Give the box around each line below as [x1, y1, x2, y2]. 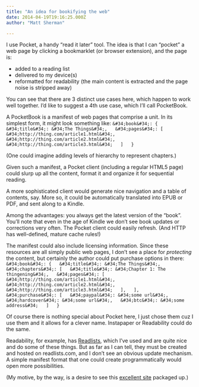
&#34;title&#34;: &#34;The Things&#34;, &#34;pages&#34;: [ [6, 126, 163, 132]
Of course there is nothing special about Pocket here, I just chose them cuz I [6, 313, 194, 321]
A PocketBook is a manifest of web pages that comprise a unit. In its [6, 113, 173, 120]
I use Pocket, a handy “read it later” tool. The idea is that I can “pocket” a [6, 41, 185, 48]
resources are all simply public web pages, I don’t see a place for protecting [6, 249, 192, 256]
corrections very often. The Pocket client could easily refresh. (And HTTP [6, 224, 186, 231]
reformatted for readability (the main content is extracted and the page [14, 78, 188, 85]
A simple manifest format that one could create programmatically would [6, 356, 182, 363]
